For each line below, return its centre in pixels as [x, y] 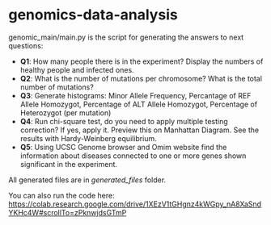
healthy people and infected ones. [77, 69]
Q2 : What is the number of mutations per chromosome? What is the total [141, 78]
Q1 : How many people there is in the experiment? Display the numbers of [142, 61]
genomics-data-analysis [93, 15]
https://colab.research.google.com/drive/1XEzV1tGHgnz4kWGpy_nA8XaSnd [135, 204]
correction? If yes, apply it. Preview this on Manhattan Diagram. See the [140, 130]
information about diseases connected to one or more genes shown [133, 156]
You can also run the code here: [61, 195]
